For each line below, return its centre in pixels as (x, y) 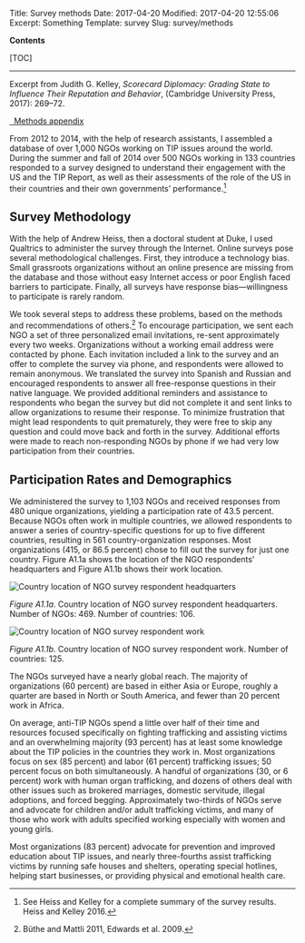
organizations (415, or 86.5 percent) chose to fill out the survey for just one (149, 550)
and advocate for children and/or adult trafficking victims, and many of (142, 809)
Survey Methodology (70, 217)
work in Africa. (37, 705)
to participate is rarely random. (67, 297)
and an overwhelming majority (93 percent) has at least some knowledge (146, 742)
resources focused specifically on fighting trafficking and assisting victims (148, 732)
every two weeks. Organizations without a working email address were (142, 345)
